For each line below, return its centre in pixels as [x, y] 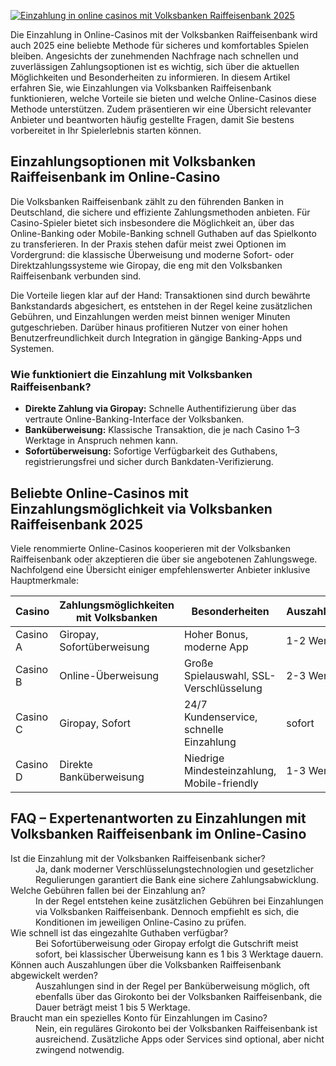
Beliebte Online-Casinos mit [99, 493]
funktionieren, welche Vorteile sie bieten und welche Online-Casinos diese [163, 98]
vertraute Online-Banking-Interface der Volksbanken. [134, 419]
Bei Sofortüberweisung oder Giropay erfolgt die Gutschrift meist [167, 943]
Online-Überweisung [109, 675]
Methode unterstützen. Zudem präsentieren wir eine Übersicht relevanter [161, 109]
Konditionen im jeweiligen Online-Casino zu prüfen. [141, 922]
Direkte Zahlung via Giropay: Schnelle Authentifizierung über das [160, 409]
